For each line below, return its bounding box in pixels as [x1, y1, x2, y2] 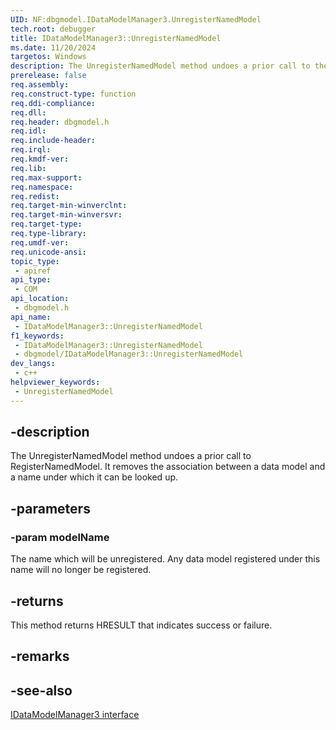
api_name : [10, 312, 52, 322]
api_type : [10, 275, 52, 285]
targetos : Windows [10, 52, 87, 62]
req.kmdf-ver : [10, 154, 70, 164]
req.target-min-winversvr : [10, 210, 123, 220]
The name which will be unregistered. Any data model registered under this [10, 553, 321, 565]
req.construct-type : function [10, 89, 137, 99]
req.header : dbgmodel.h [10, 117, 110, 127]
